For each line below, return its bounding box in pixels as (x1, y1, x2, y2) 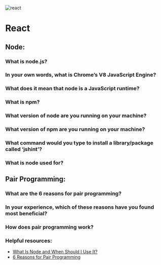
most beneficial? (5, 210, 48, 217)
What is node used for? (5, 159, 64, 166)
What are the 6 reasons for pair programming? (5, 190, 122, 197)
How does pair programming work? (5, 223, 94, 231)
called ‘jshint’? (5, 146, 42, 153)
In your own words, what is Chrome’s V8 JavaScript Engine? (5, 71, 156, 79)
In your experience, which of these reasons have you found (5, 204, 154, 211)
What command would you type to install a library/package (5, 139, 153, 146)
